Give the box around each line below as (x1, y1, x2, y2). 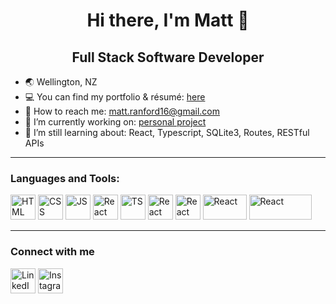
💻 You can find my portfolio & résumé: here (24, 91, 206, 103)
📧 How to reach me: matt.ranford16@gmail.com (24, 105, 221, 117)
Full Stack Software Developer (71, 49, 265, 66)
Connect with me (10, 245, 95, 259)
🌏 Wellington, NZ (24, 76, 98, 88)
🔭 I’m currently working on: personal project (24, 116, 207, 128)
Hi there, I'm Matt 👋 (86, 9, 250, 32)
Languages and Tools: (10, 171, 120, 185)
